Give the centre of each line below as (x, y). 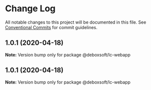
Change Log (30, 9)
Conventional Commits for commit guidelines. (51, 27)
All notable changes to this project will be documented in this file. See (76, 22)
